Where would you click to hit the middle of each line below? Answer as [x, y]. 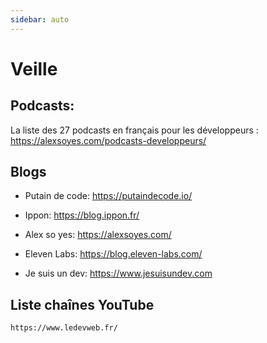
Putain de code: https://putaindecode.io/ [108, 196]
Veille [34, 68]
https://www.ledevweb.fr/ [64, 328]
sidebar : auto [40, 19]
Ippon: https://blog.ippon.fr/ [82, 215]
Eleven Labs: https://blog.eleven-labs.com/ [113, 254]
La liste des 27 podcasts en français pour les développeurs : [134, 130]
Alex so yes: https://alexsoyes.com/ [98, 235]
